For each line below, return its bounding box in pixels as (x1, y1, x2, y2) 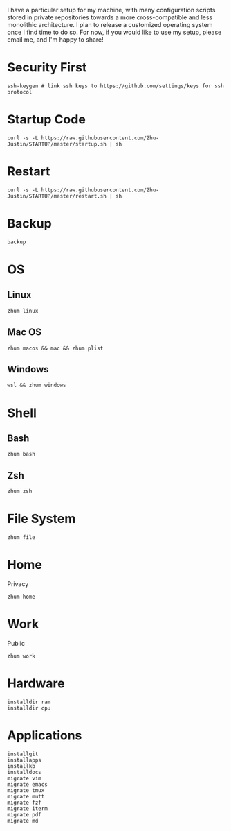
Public (7, 640, 26, 647)
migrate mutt (7, 793, 45, 800)
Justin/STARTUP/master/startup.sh (7, 140, 107, 148)
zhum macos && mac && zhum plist (7, 345, 104, 352)
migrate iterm (7, 805, 48, 812)
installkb (7, 762, 36, 769)
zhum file (7, 534, 36, 541)
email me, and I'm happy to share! (7, 35, 104, 44)
